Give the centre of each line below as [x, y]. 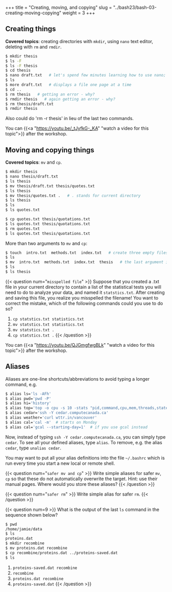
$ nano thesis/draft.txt [32, 176]
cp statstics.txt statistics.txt [48, 319]
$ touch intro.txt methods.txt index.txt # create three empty [80, 253]
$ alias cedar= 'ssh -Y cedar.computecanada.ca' [57, 413]
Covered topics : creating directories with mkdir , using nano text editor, [79, 41]
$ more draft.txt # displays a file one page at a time [68, 85]
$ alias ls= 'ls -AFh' [28, 394]
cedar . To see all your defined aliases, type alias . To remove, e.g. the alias [84, 442]
